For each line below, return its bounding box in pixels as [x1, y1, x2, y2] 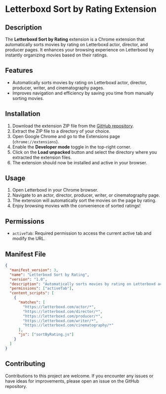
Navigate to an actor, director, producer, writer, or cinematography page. [12, 192, 161, 198]
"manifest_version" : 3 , [9, 267, 58, 273]
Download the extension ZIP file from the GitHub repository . [12, 123, 134, 129]
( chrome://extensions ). [12, 139, 59, 145]
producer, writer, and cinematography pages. [12, 85, 105, 91]
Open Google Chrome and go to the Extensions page [12, 133, 120, 139]
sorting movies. [12, 95, 44, 101]
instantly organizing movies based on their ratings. [5, 52, 108, 58]
